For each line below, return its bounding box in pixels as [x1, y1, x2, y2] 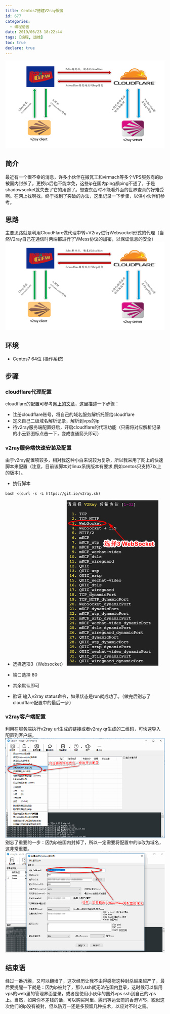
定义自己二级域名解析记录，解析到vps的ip [12, 418, 100, 424]
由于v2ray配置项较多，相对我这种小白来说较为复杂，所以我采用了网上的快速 [5, 457, 163, 463]
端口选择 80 [12, 671, 38, 678]
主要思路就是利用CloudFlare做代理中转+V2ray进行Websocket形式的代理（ [5, 230, 160, 236]
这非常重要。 [5, 846, 32, 852]
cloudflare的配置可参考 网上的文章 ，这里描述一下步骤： [5, 401, 120, 407]
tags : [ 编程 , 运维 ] [5, 35, 44, 40]
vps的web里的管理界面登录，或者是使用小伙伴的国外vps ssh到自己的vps [5, 991, 156, 997]
